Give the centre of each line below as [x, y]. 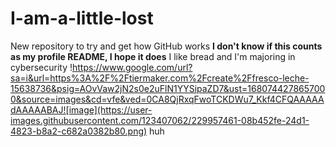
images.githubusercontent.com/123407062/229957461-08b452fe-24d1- [160, 120]
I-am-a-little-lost [82, 18]
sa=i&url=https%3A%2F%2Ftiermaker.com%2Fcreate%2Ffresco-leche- [160, 78]
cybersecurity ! [41, 67]
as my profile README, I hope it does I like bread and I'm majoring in [153, 56]
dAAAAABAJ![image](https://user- [81, 109]
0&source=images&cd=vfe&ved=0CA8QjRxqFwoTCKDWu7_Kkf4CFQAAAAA [167, 99]
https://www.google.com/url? [132, 67]
